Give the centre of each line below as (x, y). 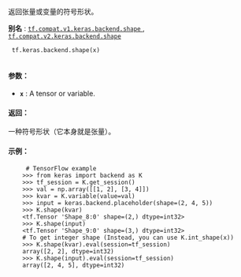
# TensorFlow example (61, 168)
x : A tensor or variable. (57, 94)
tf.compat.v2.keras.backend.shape (65, 36)
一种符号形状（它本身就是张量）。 (62, 132)
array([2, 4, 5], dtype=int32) (74, 265)
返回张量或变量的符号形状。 (53, 11)
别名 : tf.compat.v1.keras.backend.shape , (76, 28)
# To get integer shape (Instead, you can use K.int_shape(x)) (128, 238)
